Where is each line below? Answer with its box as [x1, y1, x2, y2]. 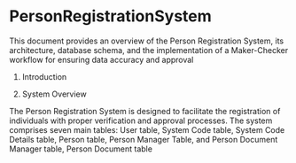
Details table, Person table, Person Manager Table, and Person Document [9, 134, 278, 144]
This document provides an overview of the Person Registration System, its [9, 35, 284, 46]
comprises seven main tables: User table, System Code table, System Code [9, 124, 285, 135]
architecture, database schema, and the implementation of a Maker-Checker [9, 44, 289, 55]
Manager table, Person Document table [9, 144, 153, 154]
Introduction [21, 71, 67, 81]
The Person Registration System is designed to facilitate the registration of [9, 105, 281, 116]
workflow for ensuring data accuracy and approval [9, 54, 194, 65]
